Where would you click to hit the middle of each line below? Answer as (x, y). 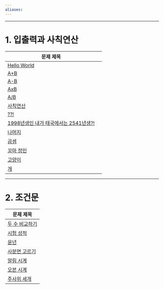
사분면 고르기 (22, 251)
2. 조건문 (22, 197)
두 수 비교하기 (22, 224)
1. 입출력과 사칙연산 (42, 40)
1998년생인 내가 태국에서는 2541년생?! (51, 123)
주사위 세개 (20, 279)
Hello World (21, 65)
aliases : (14, 10)
